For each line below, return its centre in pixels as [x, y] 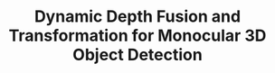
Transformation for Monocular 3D [137, 36]
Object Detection [137, 55]
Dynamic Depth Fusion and [137, 17]
